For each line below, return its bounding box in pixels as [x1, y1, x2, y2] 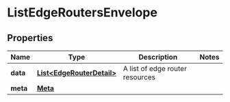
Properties [7, 32, 53, 44]
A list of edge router [123, 64, 187, 73]
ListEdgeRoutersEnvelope [7, 5, 157, 21]
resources [123, 73, 156, 81]
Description [138, 53, 178, 62]
